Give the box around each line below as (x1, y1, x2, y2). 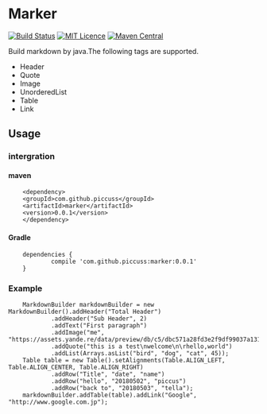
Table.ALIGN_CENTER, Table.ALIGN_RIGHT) (8, 363, 145, 371)
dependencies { (22, 250, 73, 258)
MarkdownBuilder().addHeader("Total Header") (8, 308, 161, 315)
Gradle (8, 233, 32, 242)
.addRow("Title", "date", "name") (50, 370, 165, 378)
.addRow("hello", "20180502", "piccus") (50, 377, 187, 385)
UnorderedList (19, 87, 68, 96)
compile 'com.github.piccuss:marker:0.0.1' (50, 257, 197, 265)
